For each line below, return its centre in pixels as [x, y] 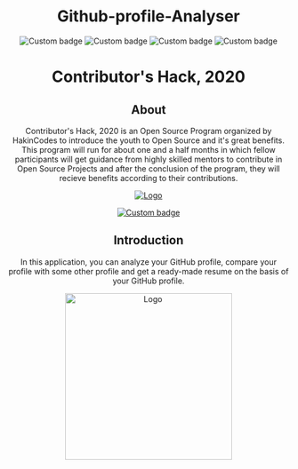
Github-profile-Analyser [149, 16]
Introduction [149, 240]
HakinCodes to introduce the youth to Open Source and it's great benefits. [149, 140]
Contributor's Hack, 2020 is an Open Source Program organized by [149, 131]
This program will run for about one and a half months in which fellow [149, 149]
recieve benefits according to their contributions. [149, 178]
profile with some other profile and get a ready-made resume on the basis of [149, 271]
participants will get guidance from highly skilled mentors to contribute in [149, 159]
